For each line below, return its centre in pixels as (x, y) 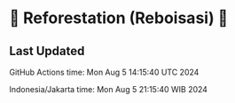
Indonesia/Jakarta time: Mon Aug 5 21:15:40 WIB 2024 (109, 89)
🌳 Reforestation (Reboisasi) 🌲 (119, 18)
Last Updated (47, 51)
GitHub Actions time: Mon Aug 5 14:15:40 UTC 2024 (104, 72)
